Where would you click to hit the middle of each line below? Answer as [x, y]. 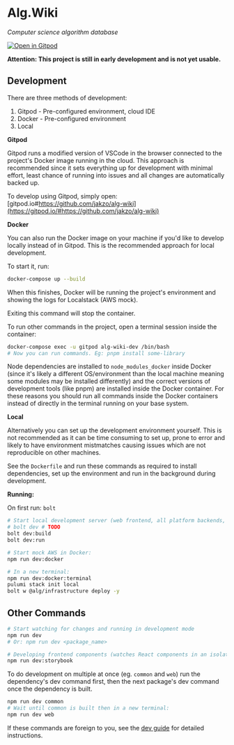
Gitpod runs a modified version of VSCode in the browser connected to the [115, 153]
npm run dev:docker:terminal [49, 578]
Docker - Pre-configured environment [72, 118]
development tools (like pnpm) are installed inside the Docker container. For [116, 389]
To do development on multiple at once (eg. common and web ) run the [104, 674]
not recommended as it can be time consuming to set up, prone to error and [116, 438]
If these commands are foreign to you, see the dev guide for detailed [106, 728]
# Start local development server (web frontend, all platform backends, [117, 521]
